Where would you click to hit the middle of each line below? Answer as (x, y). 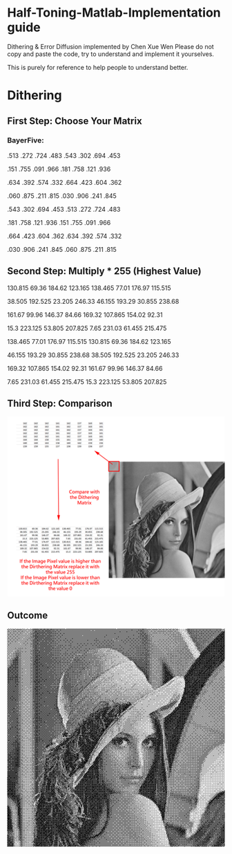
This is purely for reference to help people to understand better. (98, 67)
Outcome (28, 616)
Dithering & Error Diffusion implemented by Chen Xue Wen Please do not (110, 46)
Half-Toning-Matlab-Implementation (114, 13)
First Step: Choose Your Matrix (75, 121)
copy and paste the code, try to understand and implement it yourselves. (110, 54)
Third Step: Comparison (60, 404)
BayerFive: (26, 140)
